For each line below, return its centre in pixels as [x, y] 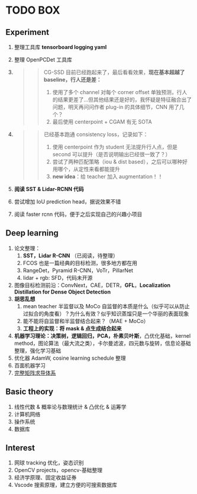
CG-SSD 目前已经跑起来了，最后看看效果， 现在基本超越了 [114, 72]
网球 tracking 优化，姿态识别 [49, 463]
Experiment [28, 32]
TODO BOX [33, 10]
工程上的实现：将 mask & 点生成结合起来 [72, 328]
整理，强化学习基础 [38, 350]
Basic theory [30, 392]
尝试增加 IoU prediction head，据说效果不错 [67, 201]
